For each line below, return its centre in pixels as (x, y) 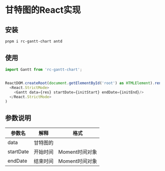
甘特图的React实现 (43, 10)
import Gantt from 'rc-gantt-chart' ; (44, 69)
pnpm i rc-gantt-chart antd (34, 41)
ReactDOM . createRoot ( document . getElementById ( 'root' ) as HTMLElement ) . (80, 83)
